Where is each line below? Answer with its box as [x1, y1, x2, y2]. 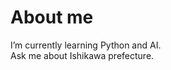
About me [10, 6, 94, 29]
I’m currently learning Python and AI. [10, 39, 162, 51]
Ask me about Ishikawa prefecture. [10, 49, 155, 61]
